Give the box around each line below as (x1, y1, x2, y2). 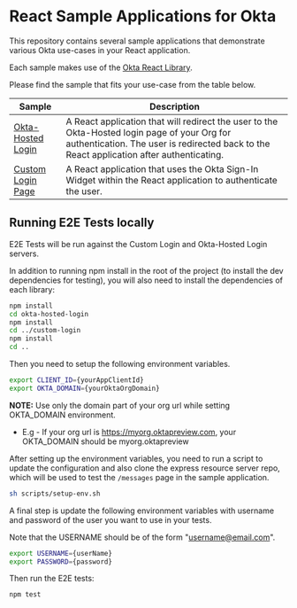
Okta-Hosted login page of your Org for (65, 126, 232, 138)
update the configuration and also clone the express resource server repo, (9, 463, 280, 473)
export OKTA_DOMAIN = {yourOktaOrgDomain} (9, 384, 161, 393)
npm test (9, 590, 42, 599)
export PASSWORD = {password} (9, 557, 113, 566)
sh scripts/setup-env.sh (9, 489, 101, 498)
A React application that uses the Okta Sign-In (65, 162, 259, 175)
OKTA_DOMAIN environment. (9, 409, 117, 420)
